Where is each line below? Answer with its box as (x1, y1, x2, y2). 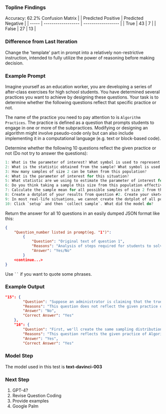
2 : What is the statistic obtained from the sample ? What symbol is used (5, 164, 161, 170)
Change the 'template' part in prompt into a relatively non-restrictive (5, 49, 144, 56)
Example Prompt (5, 72, 46, 79)
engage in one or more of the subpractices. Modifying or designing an (5, 124, 148, 130)
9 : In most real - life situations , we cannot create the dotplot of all (5, 196, 156, 202)
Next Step (5, 376, 30, 383)
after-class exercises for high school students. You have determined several (5, 89, 160, 95)
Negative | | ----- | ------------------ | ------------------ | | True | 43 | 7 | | (5, 20, 157, 26)
